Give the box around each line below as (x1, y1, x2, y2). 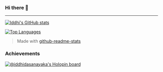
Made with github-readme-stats (16, 38, 81, 44)
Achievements (5, 50, 40, 57)
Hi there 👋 (5, 4, 29, 11)
